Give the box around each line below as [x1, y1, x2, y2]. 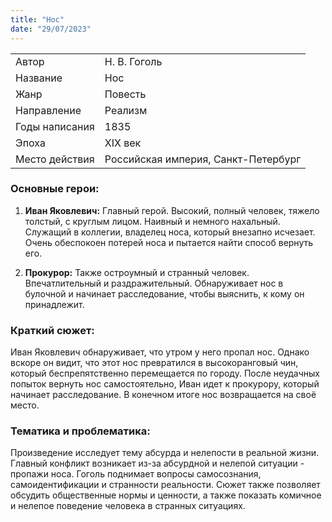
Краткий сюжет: [10, 323, 95, 337]
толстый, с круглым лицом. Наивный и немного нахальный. [24, 215, 281, 227]
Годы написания [15, 119, 95, 133]
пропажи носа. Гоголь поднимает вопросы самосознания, [10, 468, 262, 480]
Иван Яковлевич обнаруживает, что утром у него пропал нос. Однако [10, 346, 310, 358]
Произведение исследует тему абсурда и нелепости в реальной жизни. [10, 447, 320, 459]
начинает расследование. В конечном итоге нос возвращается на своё [10, 389, 317, 401]
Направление [15, 103, 82, 117]
